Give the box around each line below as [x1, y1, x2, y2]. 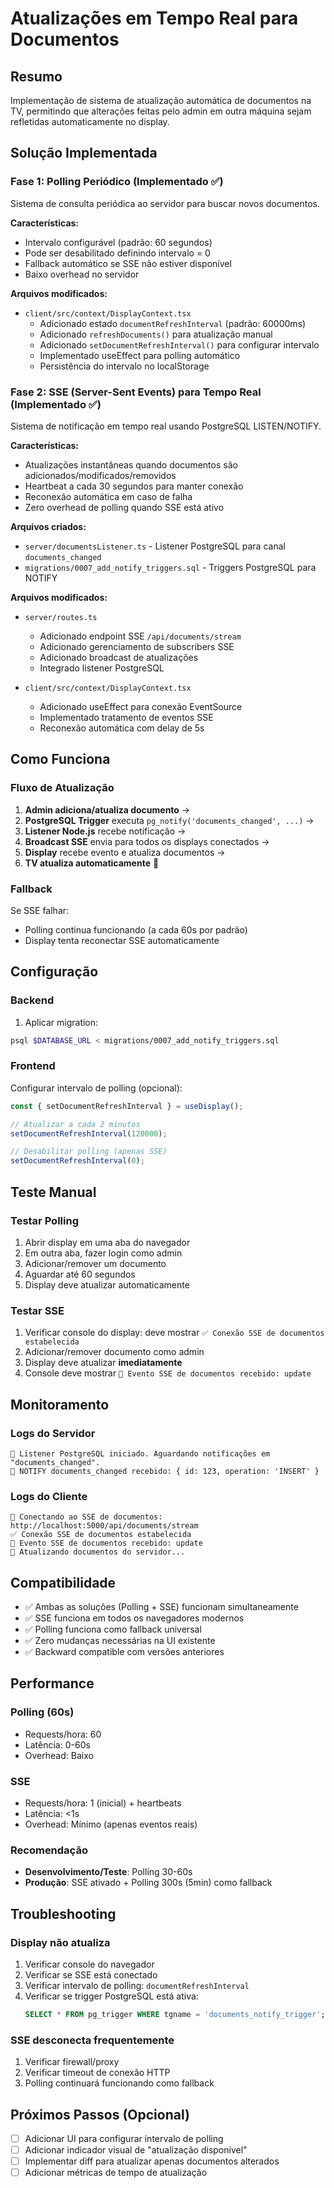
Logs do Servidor [10, 1426, 96, 1440]
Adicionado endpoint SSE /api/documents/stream [39, 630, 242, 642]
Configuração [10, 963, 99, 981]
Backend [10, 993, 55, 1007]
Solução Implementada [10, 145, 158, 162]
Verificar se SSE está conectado [24, 1968, 158, 1981]
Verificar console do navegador [24, 1958, 155, 1970]
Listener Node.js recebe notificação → [24, 825, 187, 837]
